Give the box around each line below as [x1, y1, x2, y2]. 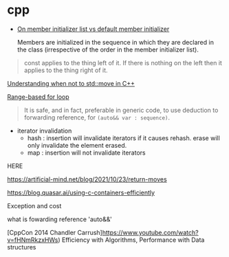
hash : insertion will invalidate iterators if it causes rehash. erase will [27, 133, 220, 142]
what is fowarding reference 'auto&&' [7, 215, 112, 223]
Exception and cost [7, 201, 62, 210]
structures [7, 243, 36, 251]
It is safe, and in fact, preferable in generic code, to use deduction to [23, 106, 219, 114]
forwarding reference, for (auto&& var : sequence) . [23, 113, 171, 122]
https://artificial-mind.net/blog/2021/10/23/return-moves [7, 175, 167, 183]
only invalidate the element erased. [27, 141, 127, 149]
